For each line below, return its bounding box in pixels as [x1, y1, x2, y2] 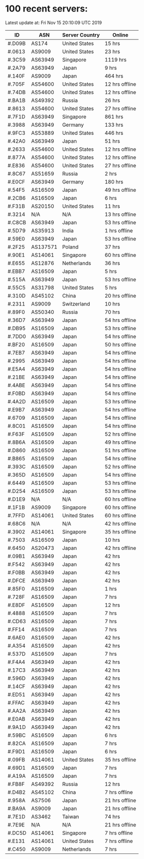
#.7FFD [7, 512, 25, 519]
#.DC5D [7, 829, 26, 836]
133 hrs [104, 121, 124, 128]
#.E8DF [7, 602, 25, 609]
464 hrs [104, 72, 124, 79]
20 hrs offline [104, 292, 137, 299]
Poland [62, 243, 79, 250]
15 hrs [104, 40, 121, 47]
